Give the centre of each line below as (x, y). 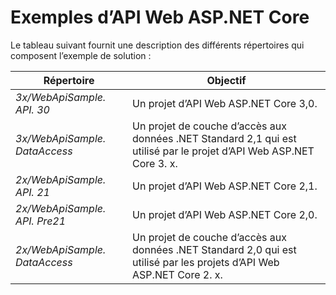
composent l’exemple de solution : (81, 55)
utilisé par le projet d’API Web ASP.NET (223, 151)
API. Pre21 (41, 221)
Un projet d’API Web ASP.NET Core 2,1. (225, 186)
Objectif (226, 80)
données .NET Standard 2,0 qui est (214, 249)
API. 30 (32, 109)
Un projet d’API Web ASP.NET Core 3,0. (225, 103)
